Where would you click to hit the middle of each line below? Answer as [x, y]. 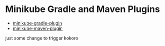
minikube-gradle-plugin [37, 23]
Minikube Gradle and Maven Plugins [83, 9]
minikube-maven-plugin [38, 28]
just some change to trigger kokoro [42, 38]
